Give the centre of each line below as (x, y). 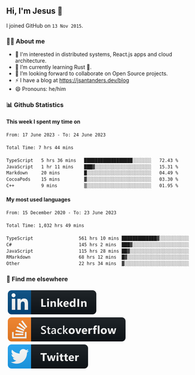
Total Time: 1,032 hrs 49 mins (45, 226)
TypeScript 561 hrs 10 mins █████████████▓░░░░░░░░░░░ (97, 238)
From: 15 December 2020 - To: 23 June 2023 (61, 213)
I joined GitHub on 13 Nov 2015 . (45, 25)
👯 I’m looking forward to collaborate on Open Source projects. (91, 73)
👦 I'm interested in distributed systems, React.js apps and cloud (94, 54)
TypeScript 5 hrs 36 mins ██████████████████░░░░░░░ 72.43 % (92, 160)
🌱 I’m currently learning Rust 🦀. (53, 67)
